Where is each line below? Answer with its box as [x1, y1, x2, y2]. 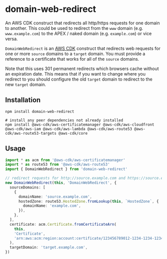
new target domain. [5, 81, 46, 87]
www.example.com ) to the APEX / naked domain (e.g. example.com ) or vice [5, 30, 152, 36]
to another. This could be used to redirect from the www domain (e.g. [5, 25, 143, 31]
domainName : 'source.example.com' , [18, 194, 92, 199]
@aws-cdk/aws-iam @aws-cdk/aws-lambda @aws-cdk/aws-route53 [5, 126, 133, 131]
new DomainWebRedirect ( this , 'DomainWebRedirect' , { [5, 180, 117, 185]
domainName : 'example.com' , [23, 203, 81, 208]
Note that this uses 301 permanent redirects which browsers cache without [5, 66, 159, 72]
